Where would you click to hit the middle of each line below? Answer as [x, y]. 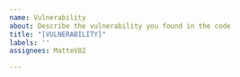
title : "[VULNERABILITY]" [58, 34]
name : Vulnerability [48, 17]
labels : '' [30, 43]
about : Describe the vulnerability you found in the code [120, 26]
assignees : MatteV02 [48, 51]
